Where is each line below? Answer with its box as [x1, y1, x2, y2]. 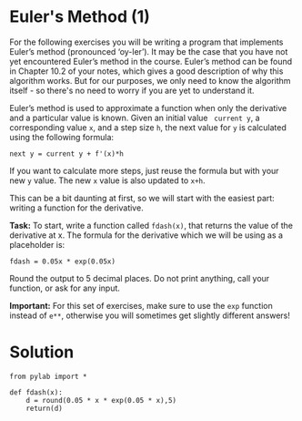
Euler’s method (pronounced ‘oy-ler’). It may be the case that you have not [9, 46, 288, 56]
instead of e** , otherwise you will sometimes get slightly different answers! [9, 310, 291, 321]
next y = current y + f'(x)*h [9, 149, 125, 159]
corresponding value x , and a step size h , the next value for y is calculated [9, 121, 287, 133]
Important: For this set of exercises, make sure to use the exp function [9, 300, 273, 311]
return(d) [25, 404, 64, 413]
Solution [9, 342, 75, 363]
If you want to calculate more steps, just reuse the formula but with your [9, 165, 279, 176]
